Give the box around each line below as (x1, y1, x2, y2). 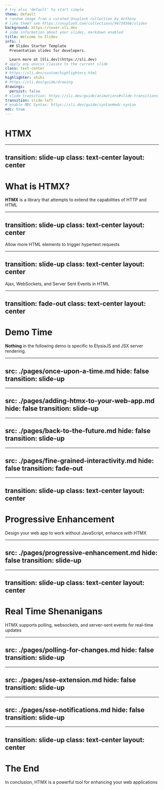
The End (5, 763, 40, 774)
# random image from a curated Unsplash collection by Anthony (5, 16, 137, 21)
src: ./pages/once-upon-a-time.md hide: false (5, 367, 149, 375)
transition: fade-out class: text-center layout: (5, 299, 146, 308)
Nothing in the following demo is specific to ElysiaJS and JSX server (5, 343, 143, 349)
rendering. (5, 348, 26, 354)
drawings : (5, 84, 25, 89)
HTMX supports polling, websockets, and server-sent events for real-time (5, 622, 154, 628)
